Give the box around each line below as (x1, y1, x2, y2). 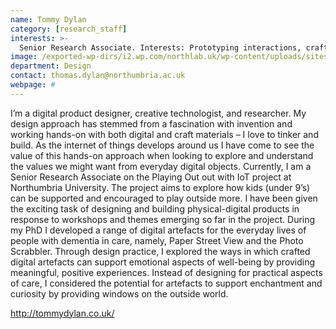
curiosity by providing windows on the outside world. (10, 287, 229, 300)
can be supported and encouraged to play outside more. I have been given (10, 192, 318, 204)
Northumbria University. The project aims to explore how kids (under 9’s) (10, 181, 311, 193)
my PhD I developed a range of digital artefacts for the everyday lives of (10, 224, 307, 236)
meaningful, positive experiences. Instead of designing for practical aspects (10, 266, 323, 278)
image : (10, 52, 38, 62)
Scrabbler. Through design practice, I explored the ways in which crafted (10, 245, 311, 257)
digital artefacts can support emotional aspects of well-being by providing (10, 256, 316, 268)
